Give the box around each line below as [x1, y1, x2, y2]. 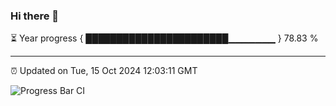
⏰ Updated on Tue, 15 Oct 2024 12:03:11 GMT [10, 65, 198, 77]
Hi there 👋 [10, 9, 60, 23]
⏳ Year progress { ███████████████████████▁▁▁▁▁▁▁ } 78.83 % [10, 32, 319, 44]
